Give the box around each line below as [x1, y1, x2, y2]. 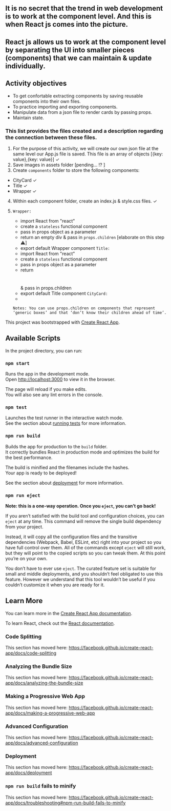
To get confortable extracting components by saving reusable [12, 92, 143, 99]
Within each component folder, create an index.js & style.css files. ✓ [12, 197, 157, 204]
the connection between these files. [5, 133, 97, 141]
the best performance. [5, 454, 53, 461]
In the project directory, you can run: [5, 347, 82, 353]
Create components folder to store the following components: [12, 167, 140, 173]
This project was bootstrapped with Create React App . [5, 319, 120, 325]
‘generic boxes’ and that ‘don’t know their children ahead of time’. [12, 310, 167, 315]
